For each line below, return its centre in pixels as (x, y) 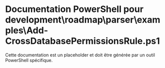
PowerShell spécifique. (29, 60)
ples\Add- (27, 30)
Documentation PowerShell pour (74, 9)
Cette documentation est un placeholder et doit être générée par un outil (80, 55)
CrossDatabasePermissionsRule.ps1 (83, 41)
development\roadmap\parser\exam (83, 20)
